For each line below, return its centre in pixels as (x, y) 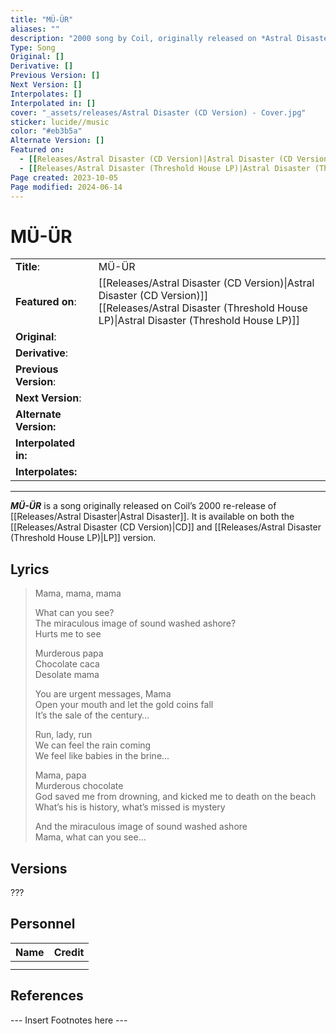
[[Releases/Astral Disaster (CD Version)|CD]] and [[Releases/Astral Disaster (166, 527)
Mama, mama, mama (78, 593)
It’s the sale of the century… (92, 715)
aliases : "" (35, 29)
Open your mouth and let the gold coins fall (124, 705)
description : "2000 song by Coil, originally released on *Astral (151, 38)
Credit (69, 952)
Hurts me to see (68, 634)
